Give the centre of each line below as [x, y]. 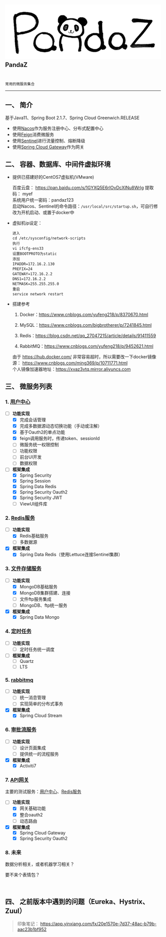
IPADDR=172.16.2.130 [33, 264]
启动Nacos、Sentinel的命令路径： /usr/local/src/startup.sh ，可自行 [83, 206]
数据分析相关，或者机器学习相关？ [40, 864]
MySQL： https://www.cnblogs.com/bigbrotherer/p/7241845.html [86, 325]
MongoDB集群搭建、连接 [45, 593]
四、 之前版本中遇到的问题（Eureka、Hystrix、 [77, 901]
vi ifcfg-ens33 [28, 249]
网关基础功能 [33, 808]
